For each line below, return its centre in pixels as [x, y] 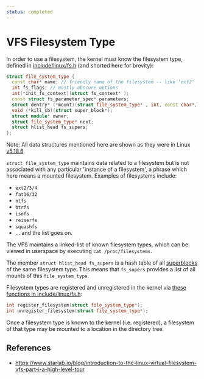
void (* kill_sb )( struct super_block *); [62, 110]
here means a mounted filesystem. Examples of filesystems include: [92, 176]
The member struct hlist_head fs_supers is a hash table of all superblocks [102, 263]
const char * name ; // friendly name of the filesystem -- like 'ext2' [103, 82]
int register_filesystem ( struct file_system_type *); [75, 305]
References [29, 348]
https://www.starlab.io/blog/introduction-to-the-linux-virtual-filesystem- [106, 363]
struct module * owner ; [40, 116]
